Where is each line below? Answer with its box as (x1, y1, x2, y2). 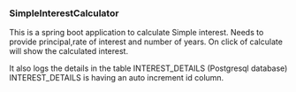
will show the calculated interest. (9, 46, 129, 57)
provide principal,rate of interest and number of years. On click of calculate (9, 36, 283, 47)
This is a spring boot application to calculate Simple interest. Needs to (9, 27, 264, 38)
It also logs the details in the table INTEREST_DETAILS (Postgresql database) (9, 63, 288, 73)
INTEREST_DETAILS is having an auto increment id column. (9, 73, 224, 83)
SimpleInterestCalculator (9, 7, 119, 19)
